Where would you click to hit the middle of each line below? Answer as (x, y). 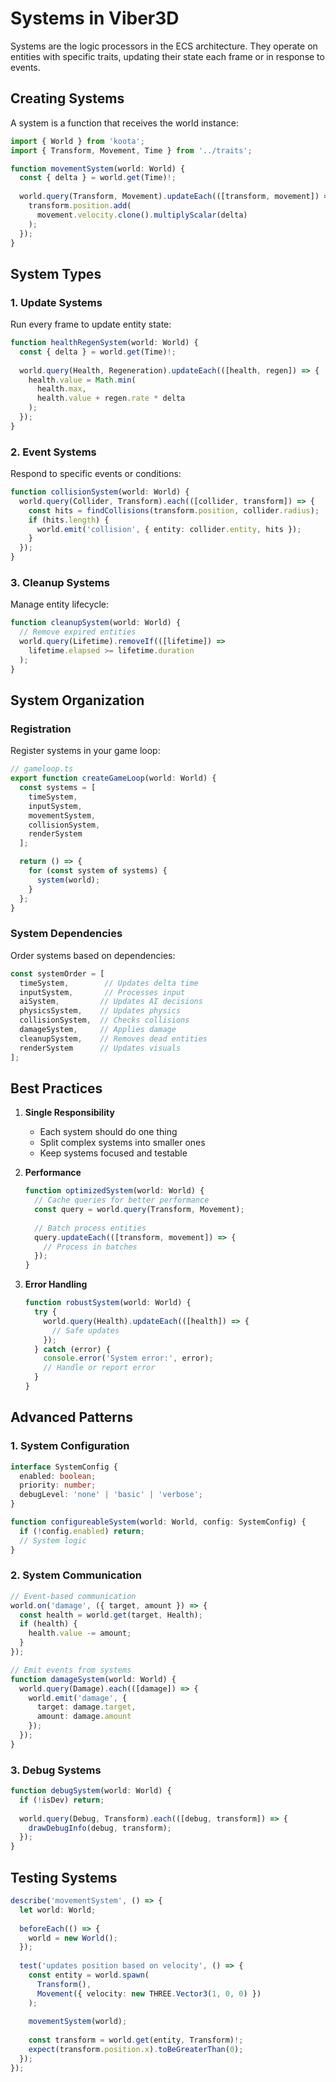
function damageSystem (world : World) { (93, 1679)
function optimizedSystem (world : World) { (114, 1191)
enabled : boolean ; (58, 1476)
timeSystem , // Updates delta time (109, 983)
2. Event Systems (53, 452)
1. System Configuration (70, 1446)
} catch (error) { (72, 1349)
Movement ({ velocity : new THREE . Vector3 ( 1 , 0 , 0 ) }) (149, 1993)
